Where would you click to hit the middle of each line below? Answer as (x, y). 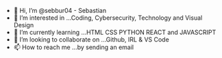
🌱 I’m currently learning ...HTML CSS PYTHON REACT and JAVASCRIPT (115, 32)
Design (24, 25)
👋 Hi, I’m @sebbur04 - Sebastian (60, 11)
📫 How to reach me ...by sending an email (74, 47)
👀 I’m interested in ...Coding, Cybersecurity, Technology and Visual (108, 18)
